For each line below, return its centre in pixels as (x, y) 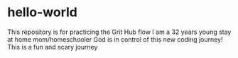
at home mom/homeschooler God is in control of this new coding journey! (115, 39)
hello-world (43, 12)
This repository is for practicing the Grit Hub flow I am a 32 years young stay (119, 32)
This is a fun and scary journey (53, 47)
